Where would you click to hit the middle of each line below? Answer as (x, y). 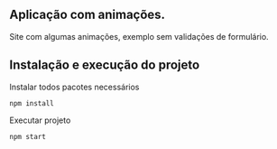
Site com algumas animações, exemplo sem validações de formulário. (139, 36)
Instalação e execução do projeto (105, 65)
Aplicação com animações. (87, 15)
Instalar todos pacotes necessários (74, 87)
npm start (28, 136)
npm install (32, 103)
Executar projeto (40, 120)
